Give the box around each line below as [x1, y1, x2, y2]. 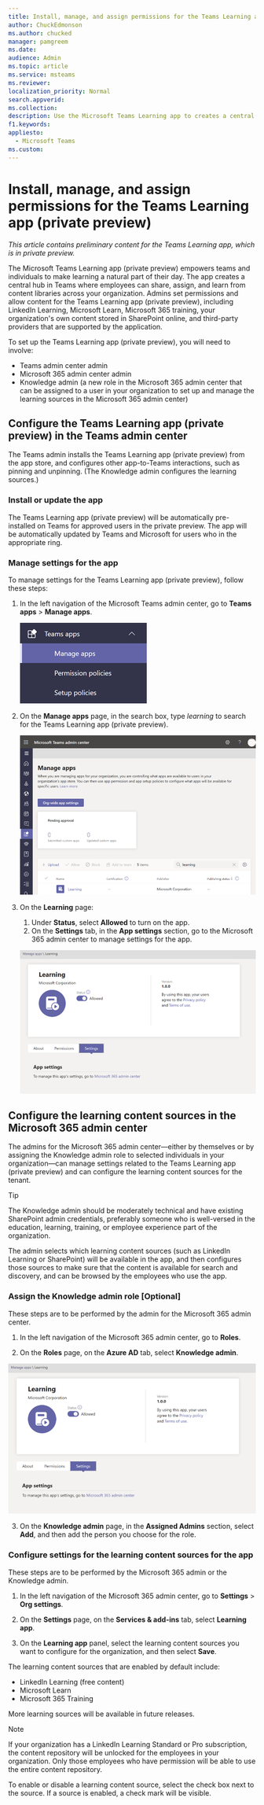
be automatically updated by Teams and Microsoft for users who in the [8, 529, 237, 539]
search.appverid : [8, 95, 65, 104]
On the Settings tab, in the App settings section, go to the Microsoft [31, 926, 254, 936]
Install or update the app [8, 495, 104, 506]
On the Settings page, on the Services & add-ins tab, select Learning [19, 1615, 247, 1624]
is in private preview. [8, 248, 75, 257]
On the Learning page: [19, 903, 94, 912]
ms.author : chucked [8, 29, 72, 37]
